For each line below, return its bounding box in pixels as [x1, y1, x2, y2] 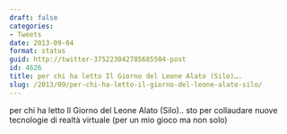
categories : [9, 22, 54, 31]
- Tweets [9, 30, 42, 39]
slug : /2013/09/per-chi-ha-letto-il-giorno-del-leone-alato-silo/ [9, 80, 263, 89]
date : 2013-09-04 [9, 38, 74, 48]
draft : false [9, 13, 58, 22]
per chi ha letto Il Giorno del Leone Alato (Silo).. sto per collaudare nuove [9, 104, 278, 115]
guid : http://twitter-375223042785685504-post [9, 55, 187, 64]
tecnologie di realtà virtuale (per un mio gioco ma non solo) [9, 114, 228, 125]
